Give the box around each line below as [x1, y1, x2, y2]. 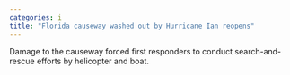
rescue [9, 55, 36, 66]
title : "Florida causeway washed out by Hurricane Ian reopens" [9, 21, 255, 30]
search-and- [234, 46, 282, 56]
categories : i [9, 12, 63, 22]
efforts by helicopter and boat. [36, 55, 150, 66]
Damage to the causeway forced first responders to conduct [9, 46, 233, 56]
